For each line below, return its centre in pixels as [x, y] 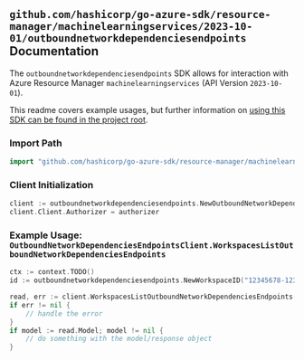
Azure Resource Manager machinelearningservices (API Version [129, 82]
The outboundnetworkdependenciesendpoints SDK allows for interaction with [149, 73]
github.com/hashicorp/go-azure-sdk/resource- [140, 15]
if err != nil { [40, 305]
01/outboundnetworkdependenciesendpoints [128, 38]
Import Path [36, 143]
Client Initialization [52, 185]
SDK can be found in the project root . [79, 119]
